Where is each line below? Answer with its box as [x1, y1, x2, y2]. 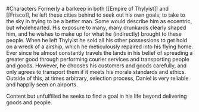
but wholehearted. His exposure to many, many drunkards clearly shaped [6, 24, 186, 31]
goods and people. [6, 99, 52, 106]
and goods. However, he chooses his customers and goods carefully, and [6, 62, 186, 69]
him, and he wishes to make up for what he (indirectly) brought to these [6, 30, 182, 38]
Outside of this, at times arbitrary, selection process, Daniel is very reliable [6, 74, 189, 82]
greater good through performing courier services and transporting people [6, 56, 189, 63]
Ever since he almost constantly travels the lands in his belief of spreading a [6, 49, 193, 56]
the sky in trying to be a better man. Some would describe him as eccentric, [6, 18, 192, 24]
